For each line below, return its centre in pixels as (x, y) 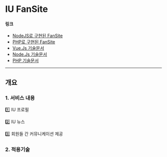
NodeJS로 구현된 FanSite (38, 36)
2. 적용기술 (18, 149)
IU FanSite (27, 9)
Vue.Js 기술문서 (28, 48)
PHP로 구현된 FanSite (34, 42)
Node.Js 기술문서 (30, 54)
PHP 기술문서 (25, 61)
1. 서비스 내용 (20, 98)
